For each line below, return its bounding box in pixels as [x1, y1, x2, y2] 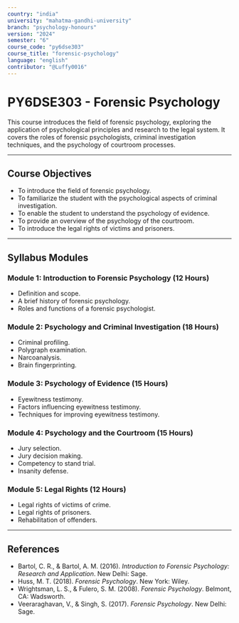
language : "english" [7, 57, 69, 64]
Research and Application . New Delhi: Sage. [17, 570, 148, 578]
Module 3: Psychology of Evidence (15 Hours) [7, 379, 169, 389]
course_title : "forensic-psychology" [7, 51, 119, 58]
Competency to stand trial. [17, 459, 96, 467]
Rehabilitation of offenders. [17, 515, 97, 524]
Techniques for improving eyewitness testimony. [17, 410, 160, 419]
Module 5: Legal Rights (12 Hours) [7, 484, 127, 494]
